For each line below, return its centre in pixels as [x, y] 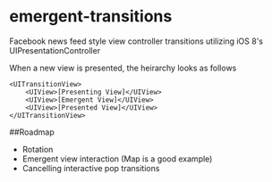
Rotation [38, 149]
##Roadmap [32, 132]
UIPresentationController [55, 50]
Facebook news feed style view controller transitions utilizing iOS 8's [136, 41]
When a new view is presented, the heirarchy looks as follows [123, 68]
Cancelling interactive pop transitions [91, 168]
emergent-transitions [91, 17]
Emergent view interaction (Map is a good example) [117, 159]
